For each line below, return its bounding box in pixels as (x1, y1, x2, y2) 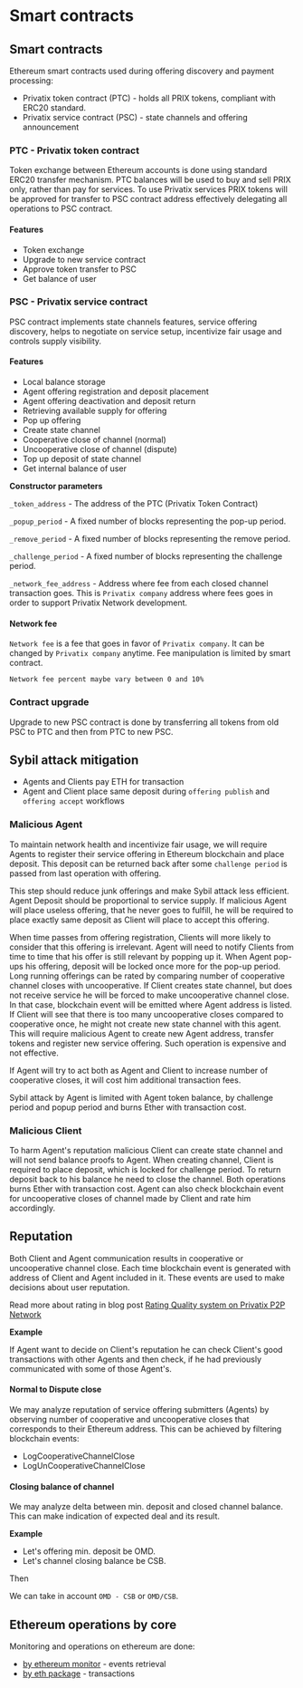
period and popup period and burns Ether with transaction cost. (9, 1102, 247, 1113)
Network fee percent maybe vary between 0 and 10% (9, 675, 204, 684)
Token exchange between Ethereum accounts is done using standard (9, 165, 268, 176)
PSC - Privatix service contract (9, 295, 148, 308)
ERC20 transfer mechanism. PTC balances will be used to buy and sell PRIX (9, 174, 291, 186)
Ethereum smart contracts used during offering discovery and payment (9, 65, 274, 76)
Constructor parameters (9, 481, 103, 491)
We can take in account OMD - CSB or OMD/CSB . (9, 1591, 179, 1602)
